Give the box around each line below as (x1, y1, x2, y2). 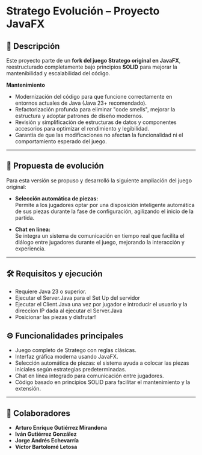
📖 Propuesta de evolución (6, 161, 104, 171)
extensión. (14, 385, 41, 392)
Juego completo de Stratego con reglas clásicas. (14, 347, 137, 354)
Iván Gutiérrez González (14, 430, 77, 438)
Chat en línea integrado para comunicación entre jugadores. (14, 372, 164, 380)
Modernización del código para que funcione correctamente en (14, 93, 173, 100)
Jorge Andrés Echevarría (14, 437, 79, 444)
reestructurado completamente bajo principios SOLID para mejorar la (6, 63, 177, 70)
